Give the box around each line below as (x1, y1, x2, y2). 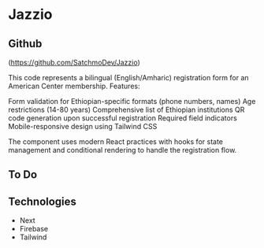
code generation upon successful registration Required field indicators (8, 113, 238, 123)
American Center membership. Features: (8, 81, 140, 91)
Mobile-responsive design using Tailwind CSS (8, 122, 158, 131)
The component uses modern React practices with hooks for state (8, 137, 223, 146)
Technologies (8, 194, 77, 208)
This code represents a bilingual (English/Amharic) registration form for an (8, 73, 250, 82)
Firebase (19, 224, 49, 234)
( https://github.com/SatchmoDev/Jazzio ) (8, 57, 140, 67)
